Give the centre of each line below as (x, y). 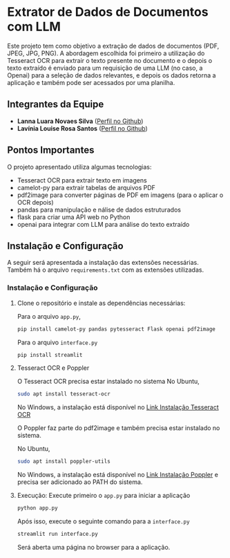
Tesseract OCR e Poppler (53, 368)
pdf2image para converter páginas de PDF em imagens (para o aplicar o (120, 195)
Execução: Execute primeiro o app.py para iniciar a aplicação (104, 496)
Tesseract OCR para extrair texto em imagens (82, 180)
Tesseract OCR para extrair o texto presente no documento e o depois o (110, 60)
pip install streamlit (50, 355)
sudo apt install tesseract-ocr (64, 394)
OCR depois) (35, 202)
